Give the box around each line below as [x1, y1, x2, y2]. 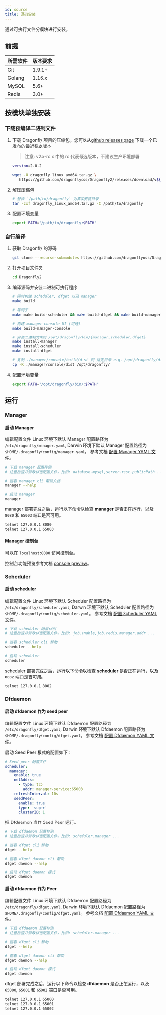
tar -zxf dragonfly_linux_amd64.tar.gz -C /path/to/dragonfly [12, 201, 143, 206]
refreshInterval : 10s [14, 791, 58, 796]
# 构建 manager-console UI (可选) [12, 321, 81, 326]
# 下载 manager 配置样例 [5, 465, 52, 470]
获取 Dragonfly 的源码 [12, 245, 57, 251]
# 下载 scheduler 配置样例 [5, 627, 56, 631]
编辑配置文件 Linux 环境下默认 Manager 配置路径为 [5, 436, 109, 442]
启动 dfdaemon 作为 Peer [5, 885, 57, 891]
